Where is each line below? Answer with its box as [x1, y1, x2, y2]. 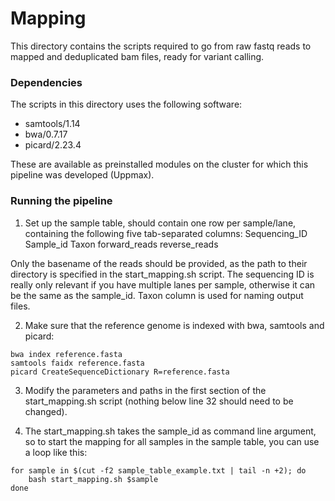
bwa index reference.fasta [10, 349, 123, 359]
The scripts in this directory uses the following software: [10, 98, 243, 111]
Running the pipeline [10, 194, 113, 208]
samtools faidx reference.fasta [10, 358, 145, 368]
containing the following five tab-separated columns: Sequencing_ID [24, 227, 308, 239]
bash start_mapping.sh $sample [28, 474, 159, 484]
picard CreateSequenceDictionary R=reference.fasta [10, 367, 230, 377]
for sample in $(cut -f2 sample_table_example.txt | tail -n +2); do [10, 465, 307, 476]
